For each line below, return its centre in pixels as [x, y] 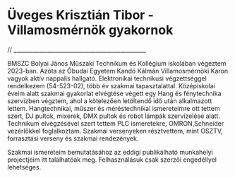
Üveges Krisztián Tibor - [80, 15]
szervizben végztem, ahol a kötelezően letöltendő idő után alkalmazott [110, 101]
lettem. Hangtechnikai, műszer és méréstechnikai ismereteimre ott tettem [114, 108]
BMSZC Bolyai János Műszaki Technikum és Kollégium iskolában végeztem [117, 63]
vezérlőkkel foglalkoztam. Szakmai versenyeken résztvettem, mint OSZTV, [115, 131]
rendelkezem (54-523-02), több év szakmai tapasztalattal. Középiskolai [111, 85]
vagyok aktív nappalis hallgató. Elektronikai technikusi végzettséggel [107, 78]
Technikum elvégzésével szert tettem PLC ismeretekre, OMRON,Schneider [116, 123]
